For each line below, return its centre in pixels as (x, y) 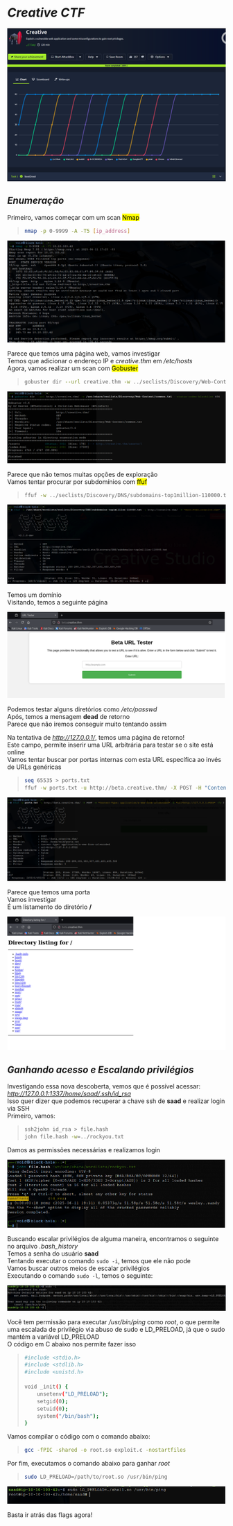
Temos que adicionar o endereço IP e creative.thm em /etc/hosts (100, 361)
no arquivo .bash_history (43, 1247)
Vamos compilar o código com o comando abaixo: (79, 1437)
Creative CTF (46, 13)
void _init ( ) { (46, 1387)
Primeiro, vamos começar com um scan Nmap (74, 217)
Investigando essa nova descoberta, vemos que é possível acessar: (104, 1086)
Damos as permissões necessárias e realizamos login (84, 1150)
